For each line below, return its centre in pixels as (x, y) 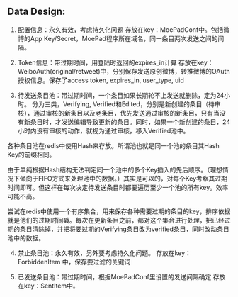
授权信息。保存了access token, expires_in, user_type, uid (101, 80)
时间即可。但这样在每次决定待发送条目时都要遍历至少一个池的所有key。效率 (118, 187)
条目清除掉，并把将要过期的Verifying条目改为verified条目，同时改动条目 (125, 229)
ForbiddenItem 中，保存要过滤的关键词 (74, 262)
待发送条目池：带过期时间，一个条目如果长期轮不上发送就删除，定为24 (121, 95)
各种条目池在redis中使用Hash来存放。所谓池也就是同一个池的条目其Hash (113, 145)
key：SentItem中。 (51, 286)
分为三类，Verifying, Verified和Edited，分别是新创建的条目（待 (123, 104)
